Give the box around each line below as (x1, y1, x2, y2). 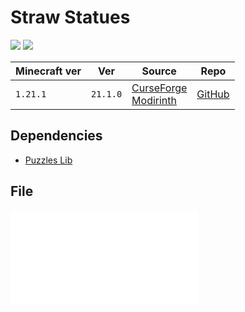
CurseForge (131, 81, 188, 95)
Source (141, 64, 177, 78)
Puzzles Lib (24, 154, 73, 166)
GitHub (196, 87, 230, 101)
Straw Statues (10, 6, 131, 29)
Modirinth (131, 93, 178, 107)
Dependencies (10, 127, 103, 145)
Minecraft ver (15, 64, 82, 78)
